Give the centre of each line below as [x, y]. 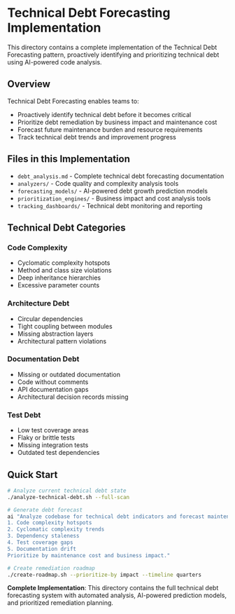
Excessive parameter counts [58, 285]
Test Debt [24, 415]
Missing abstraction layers [55, 334]
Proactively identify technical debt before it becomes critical [104, 114]
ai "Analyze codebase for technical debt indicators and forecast [106, 517]
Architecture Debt [38, 303]
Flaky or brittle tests [46, 438]
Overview [29, 84]
